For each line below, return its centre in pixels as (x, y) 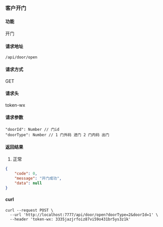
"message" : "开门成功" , (38, 178)
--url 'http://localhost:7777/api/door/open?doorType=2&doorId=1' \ (84, 215)
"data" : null (28, 183)
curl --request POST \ (29, 210)
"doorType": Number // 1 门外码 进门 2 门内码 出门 (57, 135)
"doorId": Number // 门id (32, 129)
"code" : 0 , (26, 174)
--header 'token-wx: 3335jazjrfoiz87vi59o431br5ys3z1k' (70, 219)
